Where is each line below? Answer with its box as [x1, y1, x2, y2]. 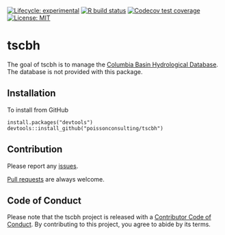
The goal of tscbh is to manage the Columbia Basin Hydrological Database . [7, 60, 219, 69]
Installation [7, 88, 56, 99]
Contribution [7, 144, 63, 156]
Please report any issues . [7, 162, 79, 170]
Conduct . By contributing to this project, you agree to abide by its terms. [7, 220, 211, 229]
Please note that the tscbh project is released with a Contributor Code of [7, 213, 212, 221]
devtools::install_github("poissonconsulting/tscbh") [7, 125, 164, 132]
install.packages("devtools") [7, 119, 94, 126]
